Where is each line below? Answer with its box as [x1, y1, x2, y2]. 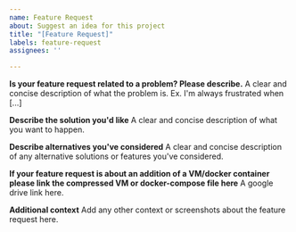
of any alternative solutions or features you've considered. [9, 151, 225, 162]
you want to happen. [9, 124, 85, 135]
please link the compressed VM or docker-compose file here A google [9, 178, 274, 188]
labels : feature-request [9, 37, 102, 47]
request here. [9, 214, 59, 225]
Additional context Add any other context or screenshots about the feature [9, 204, 286, 215]
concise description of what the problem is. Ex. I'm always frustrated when [9, 88, 284, 99]
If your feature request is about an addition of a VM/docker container [9, 169, 270, 179]
